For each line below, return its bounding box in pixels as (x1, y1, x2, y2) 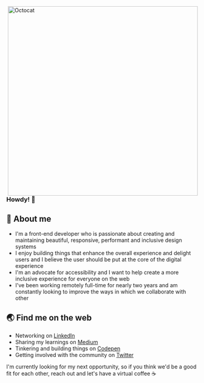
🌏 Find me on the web (6, 313, 92, 323)
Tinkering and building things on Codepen (15, 345, 121, 352)
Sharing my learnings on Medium (15, 338, 98, 345)
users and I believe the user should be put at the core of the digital (15, 256, 182, 263)
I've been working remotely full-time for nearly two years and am (15, 281, 178, 288)
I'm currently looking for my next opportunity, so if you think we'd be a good (6, 363, 197, 370)
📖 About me (6, 214, 52, 224)
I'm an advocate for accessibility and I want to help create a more (15, 268, 179, 276)
